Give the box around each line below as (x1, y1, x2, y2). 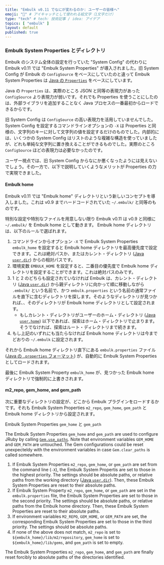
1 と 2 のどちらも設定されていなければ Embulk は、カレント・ (12, 275, 136, 281)
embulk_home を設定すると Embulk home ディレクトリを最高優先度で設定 (12, 245, 158, 250)
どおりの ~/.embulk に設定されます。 (12, 336, 86, 342)
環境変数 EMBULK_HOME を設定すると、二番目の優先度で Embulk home (12, 263, 149, 269)
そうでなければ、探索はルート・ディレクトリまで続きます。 (19, 324, 140, 330)
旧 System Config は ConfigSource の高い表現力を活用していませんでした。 (5, 117, 156, 123)
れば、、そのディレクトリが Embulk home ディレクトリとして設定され (12, 299, 151, 305)
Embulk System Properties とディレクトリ (5, 47, 106, 54)
